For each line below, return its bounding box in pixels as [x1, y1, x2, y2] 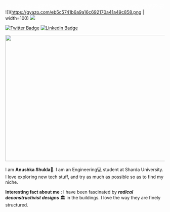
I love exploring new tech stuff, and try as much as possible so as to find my [5, 174, 163, 180]
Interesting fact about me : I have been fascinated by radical [5, 189, 134, 195]
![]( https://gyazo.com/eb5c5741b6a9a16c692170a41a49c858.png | [5, 9, 144, 15]
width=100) [5, 15, 29, 21]
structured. [5, 202, 29, 208]
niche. [5, 179, 19, 185]
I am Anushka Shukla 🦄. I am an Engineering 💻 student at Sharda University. [5, 167, 163, 173]
